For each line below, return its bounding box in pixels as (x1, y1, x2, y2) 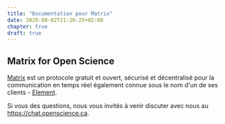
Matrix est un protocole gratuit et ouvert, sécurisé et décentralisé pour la (7, 73, 215, 82)
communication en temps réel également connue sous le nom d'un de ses (7, 81, 218, 89)
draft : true (7, 29, 42, 37)
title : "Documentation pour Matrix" (7, 10, 113, 17)
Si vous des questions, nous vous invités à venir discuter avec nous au (7, 102, 209, 110)
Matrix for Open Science (7, 55, 115, 67)
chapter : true (7, 23, 48, 30)
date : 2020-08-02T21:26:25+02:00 (7, 17, 104, 24)
